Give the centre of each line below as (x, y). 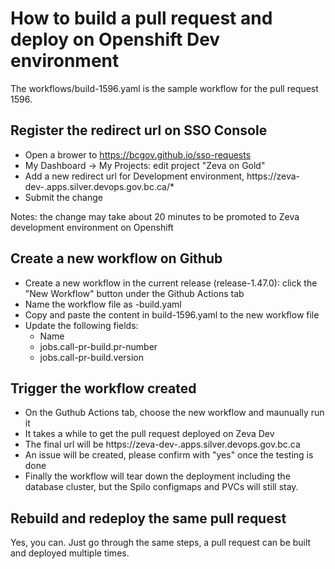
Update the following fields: (81, 325)
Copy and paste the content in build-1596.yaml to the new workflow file (172, 314)
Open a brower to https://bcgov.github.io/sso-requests (138, 154)
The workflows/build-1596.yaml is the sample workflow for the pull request (164, 88)
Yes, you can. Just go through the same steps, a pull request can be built (161, 543)
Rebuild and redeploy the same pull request (148, 518)
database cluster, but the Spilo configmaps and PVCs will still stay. (161, 487)
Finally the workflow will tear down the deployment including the (157, 476)
